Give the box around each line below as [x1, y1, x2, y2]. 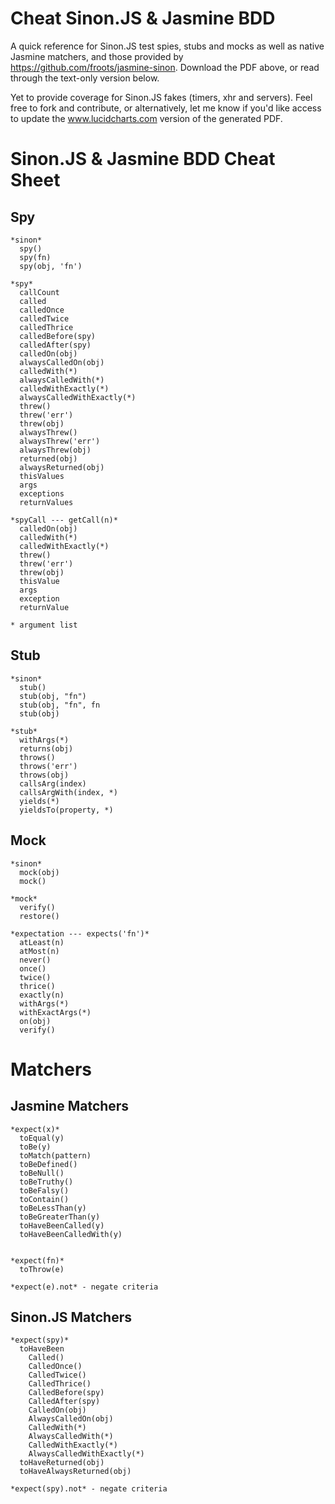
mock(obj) [19, 867, 60, 877]
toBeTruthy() [19, 1177, 74, 1187]
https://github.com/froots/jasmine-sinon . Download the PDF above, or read [10, 61, 320, 73]
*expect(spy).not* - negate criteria [10, 1484, 168, 1494]
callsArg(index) [19, 778, 87, 789]
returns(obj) [19, 743, 74, 754]
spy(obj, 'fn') [19, 261, 83, 271]
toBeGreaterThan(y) [19, 1212, 101, 1222]
